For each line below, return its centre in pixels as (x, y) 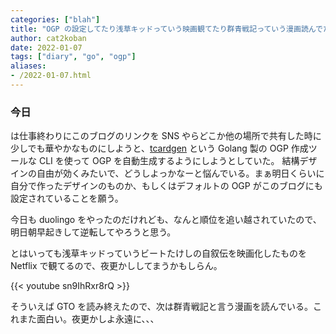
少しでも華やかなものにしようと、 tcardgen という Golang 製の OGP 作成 (159, 148)
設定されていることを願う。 (67, 198)
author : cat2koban (48, 38)
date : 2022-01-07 (46, 47)
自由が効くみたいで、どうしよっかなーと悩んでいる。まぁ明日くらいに (180, 173)
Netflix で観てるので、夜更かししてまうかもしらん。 (116, 266)
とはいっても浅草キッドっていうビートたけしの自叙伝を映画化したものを (158, 253)
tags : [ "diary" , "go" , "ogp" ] (73, 57)
